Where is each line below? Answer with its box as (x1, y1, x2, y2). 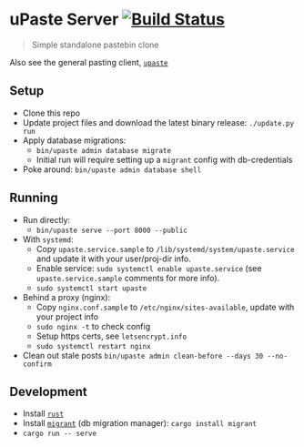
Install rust (22, 408, 65, 419)
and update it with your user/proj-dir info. (35, 253, 191, 264)
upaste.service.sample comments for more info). (35, 272, 220, 283)
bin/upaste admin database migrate (35, 146, 171, 155)
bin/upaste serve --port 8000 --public (35, 226, 188, 235)
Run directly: (22, 214, 71, 225)
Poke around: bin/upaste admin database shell (22, 164, 202, 175)
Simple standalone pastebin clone (31, 39, 159, 50)
